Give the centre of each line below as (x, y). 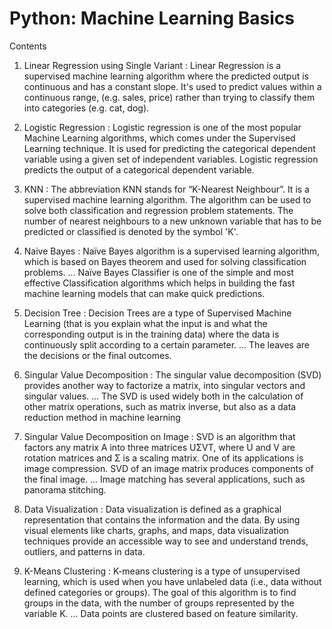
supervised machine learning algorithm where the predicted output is (166, 76)
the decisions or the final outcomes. (97, 355)
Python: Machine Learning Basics (152, 18)
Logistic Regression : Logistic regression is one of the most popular (162, 127)
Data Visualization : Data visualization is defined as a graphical (152, 509)
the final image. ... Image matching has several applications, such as (164, 479)
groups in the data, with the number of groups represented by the (159, 603)
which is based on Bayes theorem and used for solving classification (165, 261)
